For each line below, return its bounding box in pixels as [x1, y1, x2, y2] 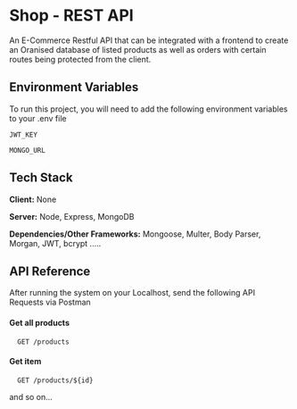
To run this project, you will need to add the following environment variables [9, 104, 288, 114]
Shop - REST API [9, 5, 134, 26]
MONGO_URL [9, 146, 46, 154]
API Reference [9, 263, 91, 279]
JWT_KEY [9, 130, 38, 139]
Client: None [9, 194, 57, 204]
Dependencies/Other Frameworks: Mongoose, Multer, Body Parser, [9, 229, 261, 239]
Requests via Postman [9, 296, 91, 308]
